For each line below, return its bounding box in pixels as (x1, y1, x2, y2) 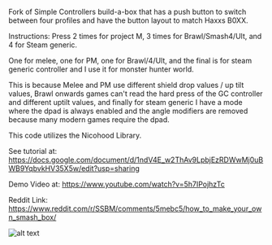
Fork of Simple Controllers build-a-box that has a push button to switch (8, 7, 247, 16)
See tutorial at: (8, 147, 58, 155)
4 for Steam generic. (8, 40, 78, 50)
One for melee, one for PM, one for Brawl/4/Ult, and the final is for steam (8, 56, 253, 65)
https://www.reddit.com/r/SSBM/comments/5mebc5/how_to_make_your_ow (8, 203, 262, 213)
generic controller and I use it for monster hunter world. (8, 64, 194, 74)
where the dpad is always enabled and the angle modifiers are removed (8, 106, 248, 116)
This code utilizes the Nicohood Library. (8, 130, 142, 140)
